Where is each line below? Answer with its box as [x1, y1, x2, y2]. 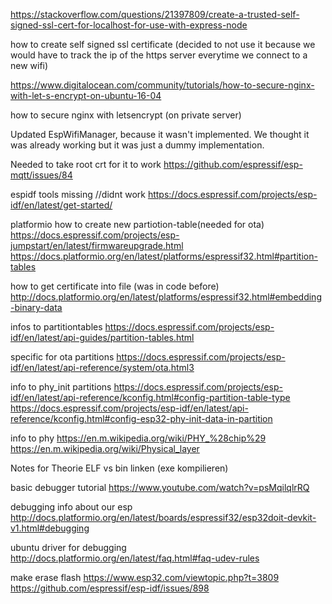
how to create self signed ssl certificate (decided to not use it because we [10, 39, 316, 50]
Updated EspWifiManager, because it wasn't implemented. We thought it [10, 129, 310, 140]
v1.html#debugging [10, 522, 90, 534]
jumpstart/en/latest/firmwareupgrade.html [10, 240, 184, 251]
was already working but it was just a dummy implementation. [10, 139, 265, 151]
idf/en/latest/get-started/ [10, 199, 113, 211]
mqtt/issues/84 [10, 169, 73, 181]
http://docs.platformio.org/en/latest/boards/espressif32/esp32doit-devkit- [10, 512, 317, 523]
